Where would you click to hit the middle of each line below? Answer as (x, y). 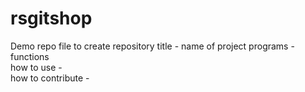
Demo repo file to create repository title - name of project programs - (152, 46)
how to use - (36, 67)
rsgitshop (51, 18)
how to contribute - (50, 78)
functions (30, 56)
